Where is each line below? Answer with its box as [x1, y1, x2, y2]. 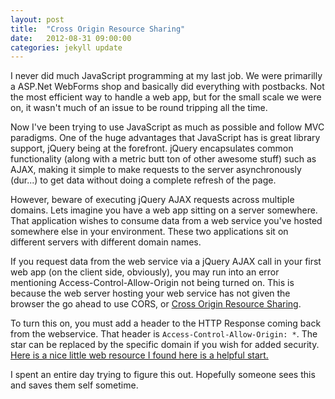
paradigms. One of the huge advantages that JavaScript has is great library [10, 132, 321, 144]
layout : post [10, 14, 65, 25]
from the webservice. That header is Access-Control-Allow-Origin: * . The [10, 328, 318, 340]
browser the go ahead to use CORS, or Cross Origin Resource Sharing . [10, 298, 302, 310]
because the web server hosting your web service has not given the [10, 287, 291, 300]
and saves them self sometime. [10, 379, 139, 391]
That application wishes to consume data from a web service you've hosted [10, 215, 323, 227]
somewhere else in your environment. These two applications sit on [10, 226, 289, 238]
